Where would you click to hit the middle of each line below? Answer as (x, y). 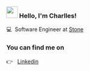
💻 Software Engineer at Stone (45, 29)
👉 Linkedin (22, 61)
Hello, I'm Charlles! (48, 15)
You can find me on (35, 48)
